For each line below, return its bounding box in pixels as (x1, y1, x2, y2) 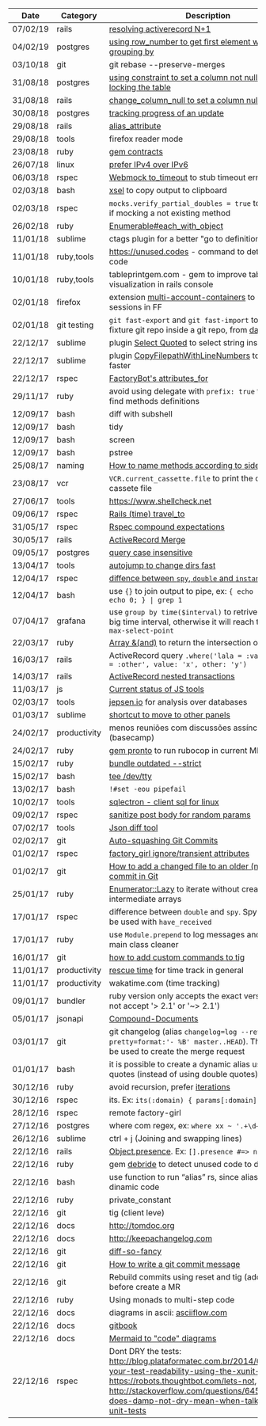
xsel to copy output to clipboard (108, 185, 227, 196)
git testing (56, 320, 94, 330)
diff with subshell (108, 409, 173, 419)
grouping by (108, 47, 154, 57)
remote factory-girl (108, 1108, 182, 1118)
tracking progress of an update (108, 108, 224, 118)
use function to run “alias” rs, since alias (108, 1172, 259, 1182)
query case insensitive (108, 547, 193, 557)
